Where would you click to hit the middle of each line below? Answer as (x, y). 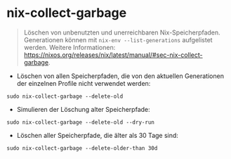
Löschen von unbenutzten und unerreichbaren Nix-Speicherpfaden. (122, 32)
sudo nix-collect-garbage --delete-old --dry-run (81, 122)
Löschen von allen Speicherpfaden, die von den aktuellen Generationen (120, 76)
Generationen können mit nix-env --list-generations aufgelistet (118, 39)
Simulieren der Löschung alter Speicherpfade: (83, 109)
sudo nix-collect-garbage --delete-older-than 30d (82, 148)
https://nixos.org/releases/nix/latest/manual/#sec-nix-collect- (113, 55)
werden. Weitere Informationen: (70, 47)
